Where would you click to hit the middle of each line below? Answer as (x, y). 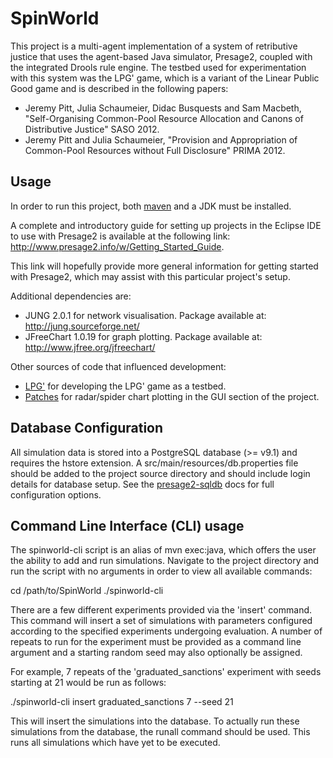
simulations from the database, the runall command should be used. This (160, 732)
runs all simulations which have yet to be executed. (115, 743)
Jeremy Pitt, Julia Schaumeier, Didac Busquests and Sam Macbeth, (163, 108)
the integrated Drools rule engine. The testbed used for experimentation (158, 67)
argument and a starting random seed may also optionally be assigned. (156, 653)
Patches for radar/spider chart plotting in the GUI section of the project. (172, 396)
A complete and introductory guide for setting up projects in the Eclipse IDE (166, 225)
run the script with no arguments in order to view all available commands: (161, 571)
